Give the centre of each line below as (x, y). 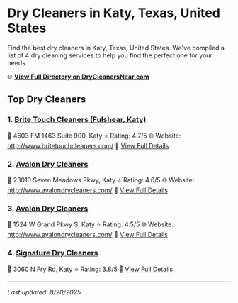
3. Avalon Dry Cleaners (48, 209)
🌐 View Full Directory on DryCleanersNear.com (79, 77)
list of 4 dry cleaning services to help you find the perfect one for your (110, 55)
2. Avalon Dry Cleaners (48, 164)
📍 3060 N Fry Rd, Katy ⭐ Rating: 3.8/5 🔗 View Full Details (90, 269)
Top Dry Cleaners (47, 100)
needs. (17, 62)
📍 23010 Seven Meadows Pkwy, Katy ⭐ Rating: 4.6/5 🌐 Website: (101, 180)
